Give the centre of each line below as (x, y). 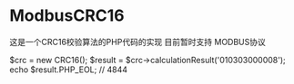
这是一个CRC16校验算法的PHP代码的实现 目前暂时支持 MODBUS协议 (138, 42)
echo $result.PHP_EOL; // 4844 (68, 70)
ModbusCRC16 (67, 16)
